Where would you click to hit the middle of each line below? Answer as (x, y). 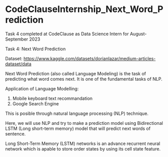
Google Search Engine (36, 103)
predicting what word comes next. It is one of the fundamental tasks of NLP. (84, 79)
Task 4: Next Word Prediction (36, 49)
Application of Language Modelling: (42, 88)
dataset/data (18, 64)
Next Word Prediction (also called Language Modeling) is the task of (76, 73)
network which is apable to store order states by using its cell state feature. (83, 148)
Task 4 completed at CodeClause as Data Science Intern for (67, 34)
